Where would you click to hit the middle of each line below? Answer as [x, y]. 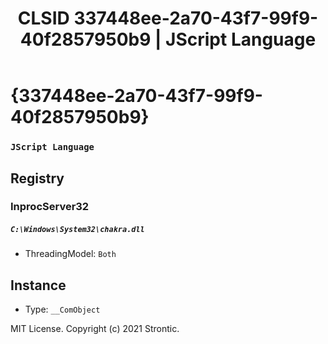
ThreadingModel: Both [70, 254]
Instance [38, 285]
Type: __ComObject [62, 309]
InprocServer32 [50, 207]
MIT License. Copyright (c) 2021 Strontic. [95, 329]
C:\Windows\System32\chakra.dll [77, 230]
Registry [37, 178]
